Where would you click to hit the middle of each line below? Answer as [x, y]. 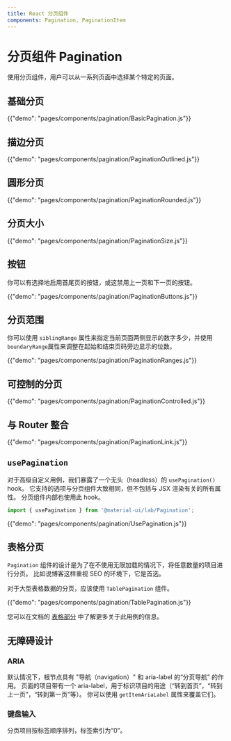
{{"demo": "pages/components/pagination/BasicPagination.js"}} [99, 118]
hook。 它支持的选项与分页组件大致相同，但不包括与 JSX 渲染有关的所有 [111, 488]
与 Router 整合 [38, 425]
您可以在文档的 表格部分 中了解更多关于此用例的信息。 [85, 617]
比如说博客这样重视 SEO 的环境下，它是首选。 [99, 573]
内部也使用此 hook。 [74, 497]
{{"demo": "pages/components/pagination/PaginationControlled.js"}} [106, 401]
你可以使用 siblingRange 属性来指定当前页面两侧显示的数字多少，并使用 [110, 338]
